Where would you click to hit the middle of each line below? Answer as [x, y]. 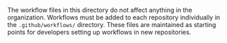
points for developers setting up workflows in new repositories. [99, 32]
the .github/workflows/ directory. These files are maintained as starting [112, 25]
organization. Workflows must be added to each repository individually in [114, 17]
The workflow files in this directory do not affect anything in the [100, 10]
